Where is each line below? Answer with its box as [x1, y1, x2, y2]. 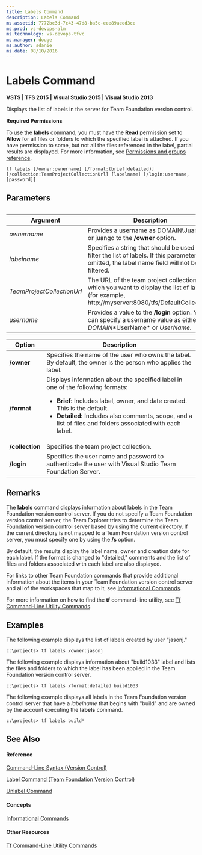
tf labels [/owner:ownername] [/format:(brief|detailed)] [6, 166, 155, 172]
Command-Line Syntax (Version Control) [6, 764, 107, 771]
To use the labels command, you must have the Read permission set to [6, 129, 183, 136]
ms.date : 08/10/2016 [6, 48, 58, 54]
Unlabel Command [6, 788, 52, 795]
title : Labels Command [6, 8, 63, 15]
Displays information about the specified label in [46, 375, 183, 384]
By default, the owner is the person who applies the [46, 359, 192, 367]
